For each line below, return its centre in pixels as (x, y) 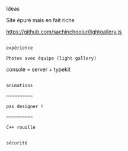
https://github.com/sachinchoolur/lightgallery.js (64, 32)
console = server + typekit (39, 69)
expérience (20, 48)
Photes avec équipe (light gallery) (51, 58)
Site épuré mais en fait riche (41, 20)
